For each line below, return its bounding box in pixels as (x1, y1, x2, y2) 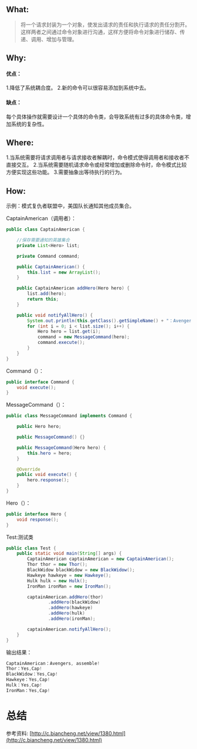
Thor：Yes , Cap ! (6, 666, 42, 672)
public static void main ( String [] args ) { (16, 551, 122, 556)
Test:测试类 (6, 534, 34, 541)
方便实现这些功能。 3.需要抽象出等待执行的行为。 (6, 168, 125, 176)
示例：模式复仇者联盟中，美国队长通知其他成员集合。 (6, 203, 135, 210)
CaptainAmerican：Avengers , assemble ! (6, 660, 100, 666)
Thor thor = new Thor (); (27, 562, 88, 568)
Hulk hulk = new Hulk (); (27, 578, 88, 583)
